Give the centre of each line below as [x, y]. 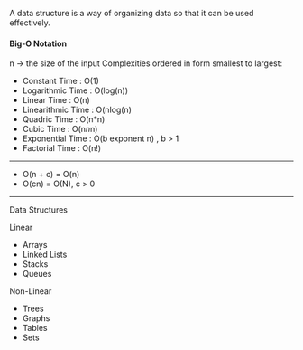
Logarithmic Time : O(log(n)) [75, 90]
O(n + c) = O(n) [51, 175]
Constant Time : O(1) [60, 81]
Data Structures [38, 210]
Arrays [35, 245]
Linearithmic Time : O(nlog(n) [77, 110]
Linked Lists [45, 255]
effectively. [30, 23]
